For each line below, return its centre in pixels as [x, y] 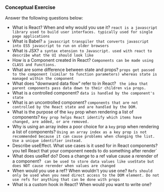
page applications [31, 36]
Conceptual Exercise [30, 7]
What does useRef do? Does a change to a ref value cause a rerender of [85, 156]
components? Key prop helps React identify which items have [77, 117]
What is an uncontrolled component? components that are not [75, 102]
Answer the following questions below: [44, 18]
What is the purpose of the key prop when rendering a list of [73, 112]
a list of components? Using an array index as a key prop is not [79, 132]
